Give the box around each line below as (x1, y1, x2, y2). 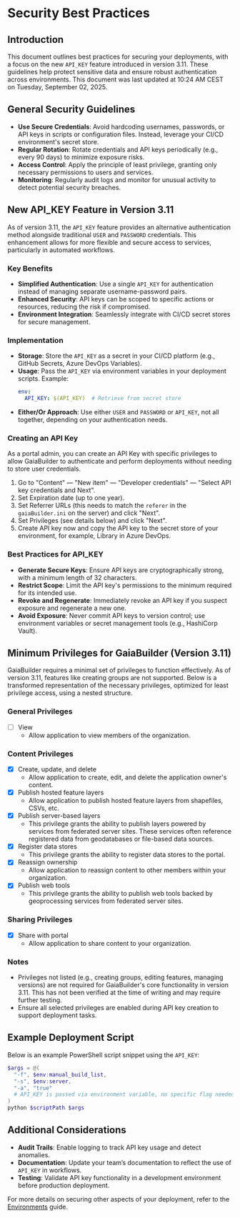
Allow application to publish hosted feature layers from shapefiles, (28, 797, 224, 805)
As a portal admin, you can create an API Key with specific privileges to (7, 449, 218, 458)
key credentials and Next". (17, 486, 96, 494)
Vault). (17, 627, 38, 635)
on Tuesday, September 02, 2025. (7, 83, 108, 91)
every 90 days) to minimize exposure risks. (17, 152, 145, 161)
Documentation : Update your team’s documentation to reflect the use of (17, 1158, 232, 1167)
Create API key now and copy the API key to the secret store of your (17, 524, 219, 533)
